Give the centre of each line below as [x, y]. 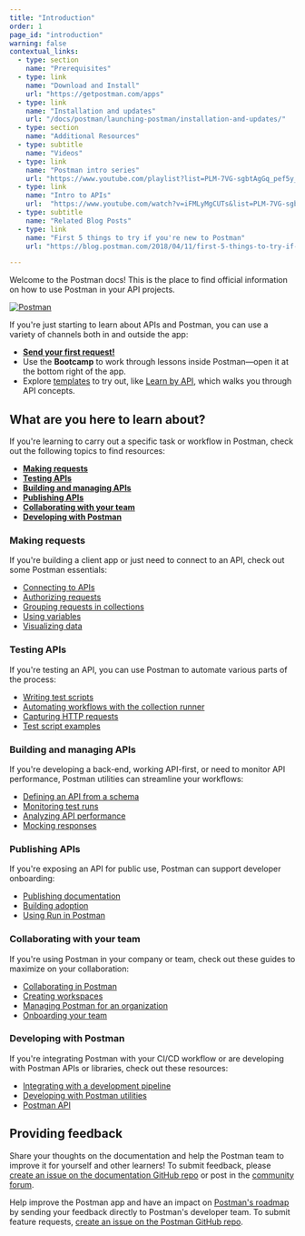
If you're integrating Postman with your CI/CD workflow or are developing [147, 1058]
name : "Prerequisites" [69, 69]
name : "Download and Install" [83, 85]
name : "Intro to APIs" [69, 196]
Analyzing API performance [74, 816]
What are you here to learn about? [108, 419]
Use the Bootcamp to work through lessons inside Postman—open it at [155, 362]
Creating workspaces [63, 996]
